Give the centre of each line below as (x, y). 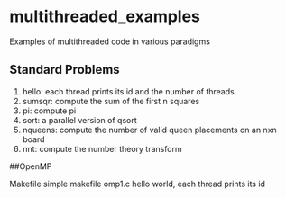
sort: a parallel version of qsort (79, 120)
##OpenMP (31, 166)
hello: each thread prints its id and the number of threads (128, 91)
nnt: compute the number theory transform (102, 148)
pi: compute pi (49, 111)
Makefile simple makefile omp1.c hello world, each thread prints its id (138, 184)
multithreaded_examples (105, 17)
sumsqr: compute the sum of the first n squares (111, 101)
